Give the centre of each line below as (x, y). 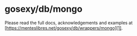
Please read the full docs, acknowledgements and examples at (69, 23)
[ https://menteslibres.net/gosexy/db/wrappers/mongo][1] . (64, 28)
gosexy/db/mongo (44, 9)
